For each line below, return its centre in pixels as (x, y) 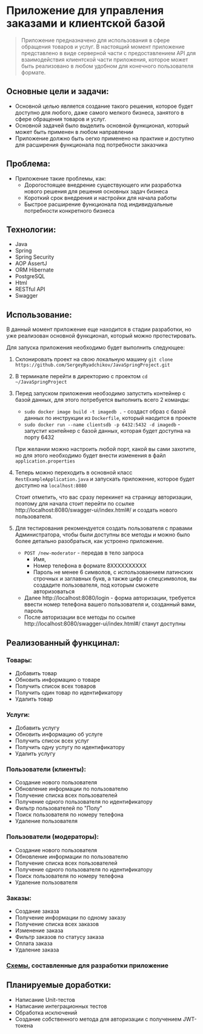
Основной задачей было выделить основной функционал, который (102, 125)
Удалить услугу (35, 754)
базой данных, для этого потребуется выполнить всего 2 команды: (102, 400)
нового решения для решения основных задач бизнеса (96, 191)
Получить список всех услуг (52, 741)
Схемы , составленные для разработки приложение (87, 966)
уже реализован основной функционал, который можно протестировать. (101, 336)
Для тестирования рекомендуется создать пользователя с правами (104, 529)
